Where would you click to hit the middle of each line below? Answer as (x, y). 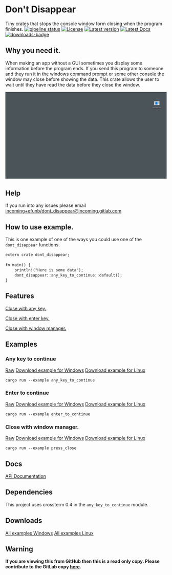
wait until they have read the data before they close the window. (73, 84)
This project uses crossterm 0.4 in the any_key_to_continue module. (77, 504)
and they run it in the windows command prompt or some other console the (85, 74)
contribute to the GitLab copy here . (44, 567)
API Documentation (26, 476)
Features (20, 296)
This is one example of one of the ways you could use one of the (74, 240)
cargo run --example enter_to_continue (48, 414)
